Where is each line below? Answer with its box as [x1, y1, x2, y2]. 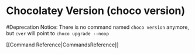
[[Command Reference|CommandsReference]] [6, 41, 119, 48]
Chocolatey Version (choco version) [6, 4, 186, 18]
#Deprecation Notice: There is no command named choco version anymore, [6, 23, 189, 31]
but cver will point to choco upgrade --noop [6, 29, 110, 36]
